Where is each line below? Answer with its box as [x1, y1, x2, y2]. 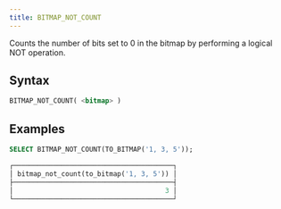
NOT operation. [9, 46, 66, 58]
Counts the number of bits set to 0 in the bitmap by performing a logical [9, 38, 273, 48]
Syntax [9, 73, 50, 88]
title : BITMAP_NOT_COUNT [9, 13, 102, 22]
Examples [9, 121, 65, 137]
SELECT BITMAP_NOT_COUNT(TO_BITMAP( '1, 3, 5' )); [9, 145, 194, 155]
